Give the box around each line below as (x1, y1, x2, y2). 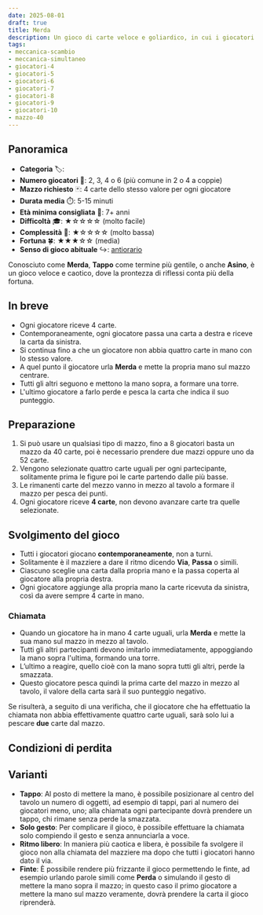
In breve (8, 299, 49, 313)
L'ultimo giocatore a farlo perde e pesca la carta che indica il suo (19, 386, 229, 397)
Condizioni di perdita (8, 741, 112, 755)
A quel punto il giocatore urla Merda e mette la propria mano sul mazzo (19, 362, 250, 371)
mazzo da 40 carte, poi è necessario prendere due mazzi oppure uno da (19, 447, 254, 456)
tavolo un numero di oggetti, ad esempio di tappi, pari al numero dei (19, 797, 239, 807)
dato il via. (19, 855, 53, 865)
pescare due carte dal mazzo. (8, 719, 105, 728)
